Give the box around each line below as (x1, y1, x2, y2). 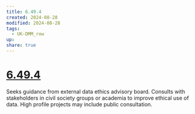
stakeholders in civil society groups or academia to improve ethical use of (6, 94, 190, 101)
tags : (6, 25, 20, 32)
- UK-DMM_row (11, 31, 45, 37)
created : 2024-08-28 (6, 14, 58, 20)
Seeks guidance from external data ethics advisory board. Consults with (6, 88, 185, 95)
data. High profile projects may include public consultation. (6, 100, 152, 108)
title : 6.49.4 (6, 8, 42, 15)
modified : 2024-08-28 (6, 20, 61, 26)
